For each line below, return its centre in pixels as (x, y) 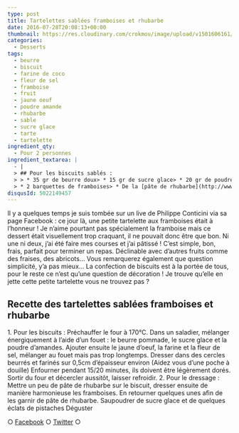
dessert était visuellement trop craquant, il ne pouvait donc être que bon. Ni (118, 236)
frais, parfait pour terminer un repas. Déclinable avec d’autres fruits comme (118, 251)
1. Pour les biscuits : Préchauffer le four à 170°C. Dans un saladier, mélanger (118, 332)
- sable (25, 120)
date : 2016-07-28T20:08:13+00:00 (57, 27)
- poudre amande (38, 107)
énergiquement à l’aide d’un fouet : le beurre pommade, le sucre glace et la (117, 340)
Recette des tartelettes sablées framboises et (110, 304)
